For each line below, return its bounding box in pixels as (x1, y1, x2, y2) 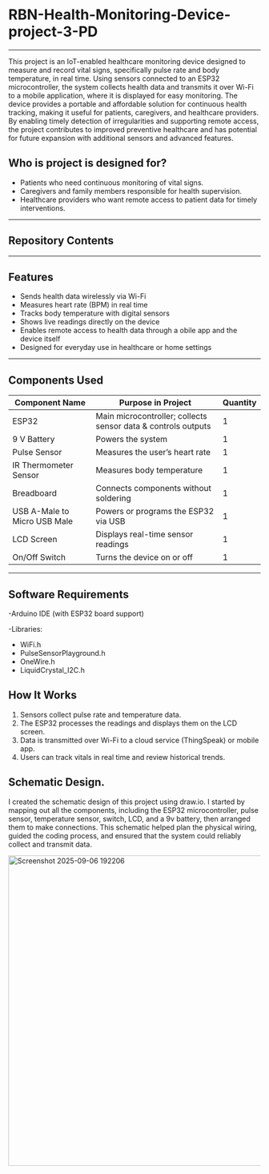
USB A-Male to (12, 506, 70, 517)
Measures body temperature (95, 464, 203, 476)
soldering (95, 493, 131, 504)
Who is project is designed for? (8, 156, 167, 170)
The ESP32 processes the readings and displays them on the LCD (19, 718, 238, 728)
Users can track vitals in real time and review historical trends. (19, 752, 226, 762)
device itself (19, 334, 61, 344)
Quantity (223, 397, 257, 408)
